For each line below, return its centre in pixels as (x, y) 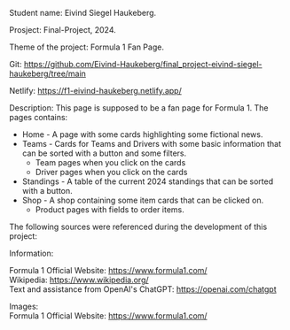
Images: (24, 306)
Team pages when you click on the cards (110, 162)
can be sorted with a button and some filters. (104, 153)
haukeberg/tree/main (48, 73)
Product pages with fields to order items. (110, 210)
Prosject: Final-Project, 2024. (63, 30)
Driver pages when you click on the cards (111, 172)
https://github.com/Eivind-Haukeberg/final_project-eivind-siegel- (143, 64)
